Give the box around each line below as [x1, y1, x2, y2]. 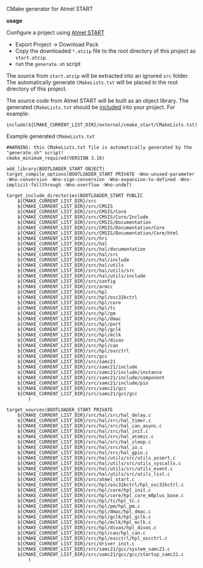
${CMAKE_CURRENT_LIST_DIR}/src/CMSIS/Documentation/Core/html [17, 230, 179, 236]
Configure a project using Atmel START [6, 29, 105, 36]
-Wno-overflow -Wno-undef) [63, 182, 132, 188]
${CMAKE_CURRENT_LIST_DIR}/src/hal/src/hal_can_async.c [17, 423, 163, 429]
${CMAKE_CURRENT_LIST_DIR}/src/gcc [17, 353, 108, 359]
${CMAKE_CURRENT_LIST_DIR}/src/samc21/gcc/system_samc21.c [17, 546, 171, 552]
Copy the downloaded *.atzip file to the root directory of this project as [15, 47, 196, 54]
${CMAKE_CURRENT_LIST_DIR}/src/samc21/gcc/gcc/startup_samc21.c [17, 551, 184, 558]
